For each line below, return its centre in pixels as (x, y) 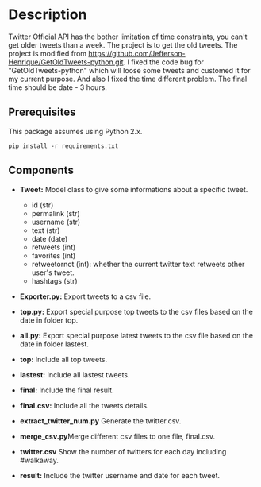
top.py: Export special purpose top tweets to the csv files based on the (136, 311)
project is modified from (48, 53)
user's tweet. (53, 272)
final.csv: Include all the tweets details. (84, 405)
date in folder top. (49, 320)
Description (48, 15)
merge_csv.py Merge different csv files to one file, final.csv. (117, 436)
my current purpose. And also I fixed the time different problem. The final (128, 79)
